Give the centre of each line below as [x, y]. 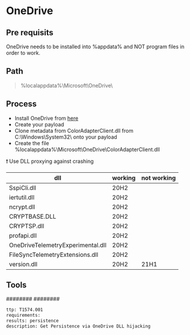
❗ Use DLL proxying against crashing [50, 161]
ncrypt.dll [22, 207]
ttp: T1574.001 [25, 310]
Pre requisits [30, 33]
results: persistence [33, 321]
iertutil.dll [22, 197]
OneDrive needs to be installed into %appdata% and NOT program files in [95, 46]
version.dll [23, 264]
